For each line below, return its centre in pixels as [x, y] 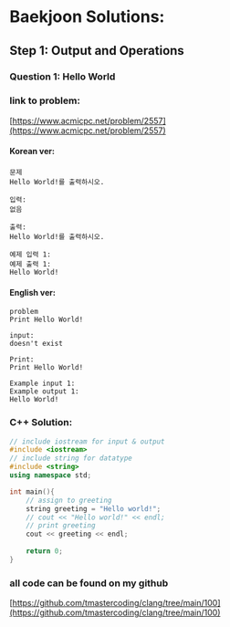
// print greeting [61, 526]
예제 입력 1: [31, 255]
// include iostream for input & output [88, 441]
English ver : [33, 292]
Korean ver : [32, 152]
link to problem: [45, 100]
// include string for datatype [71, 458]
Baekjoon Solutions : [87, 17]
